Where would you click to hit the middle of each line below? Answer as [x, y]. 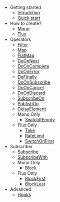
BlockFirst [35, 179]
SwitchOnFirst [39, 141]
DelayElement [32, 109]
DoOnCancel [30, 87]
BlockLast [35, 184]
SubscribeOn [31, 98]
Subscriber [21, 146]
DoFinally [27, 77]
